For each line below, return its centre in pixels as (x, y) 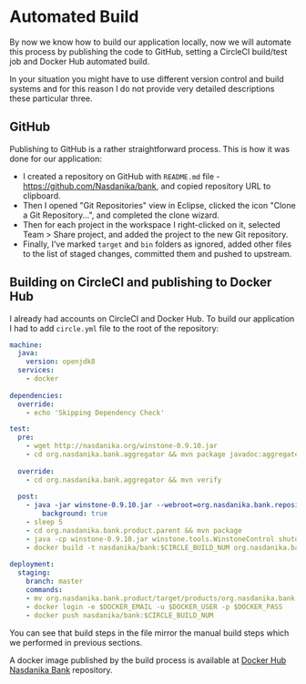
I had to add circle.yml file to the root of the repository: (114, 328)
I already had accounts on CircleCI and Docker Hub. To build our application (152, 318)
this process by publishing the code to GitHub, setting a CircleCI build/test (148, 51)
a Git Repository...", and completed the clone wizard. (121, 215)
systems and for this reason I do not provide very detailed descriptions (142, 88)
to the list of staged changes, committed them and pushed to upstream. (157, 253)
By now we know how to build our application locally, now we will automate (150, 42)
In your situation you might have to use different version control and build (147, 78)
